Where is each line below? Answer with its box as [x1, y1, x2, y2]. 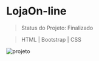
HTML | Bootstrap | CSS [21, 36, 82, 43]
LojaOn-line [6, 4, 67, 18]
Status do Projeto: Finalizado [21, 24, 94, 31]
